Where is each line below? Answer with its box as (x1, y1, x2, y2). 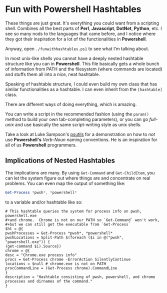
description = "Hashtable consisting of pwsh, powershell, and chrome (5, 274, 155, 279)
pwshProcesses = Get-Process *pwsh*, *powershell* (5, 230, 113, 235)
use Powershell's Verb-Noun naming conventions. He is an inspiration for (5, 136, 157, 142)
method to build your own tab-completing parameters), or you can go (5, 116, 148, 122)
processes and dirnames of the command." (5, 278, 93, 283)
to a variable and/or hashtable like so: (5, 199, 82, 205)
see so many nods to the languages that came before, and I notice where (5, 30, 156, 36)
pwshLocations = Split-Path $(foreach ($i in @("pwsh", (5, 235, 124, 240)
